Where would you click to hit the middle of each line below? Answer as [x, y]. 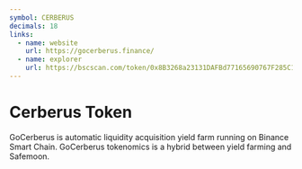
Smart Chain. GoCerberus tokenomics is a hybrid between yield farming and [151, 147]
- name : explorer [50, 59]
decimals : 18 [34, 26]
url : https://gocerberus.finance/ [90, 51]
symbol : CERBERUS [42, 18]
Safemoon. [30, 156]
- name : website [48, 43]
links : [22, 34]
